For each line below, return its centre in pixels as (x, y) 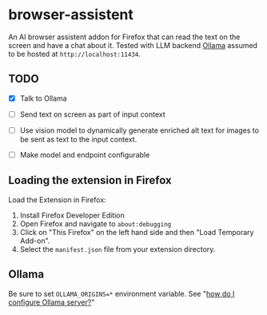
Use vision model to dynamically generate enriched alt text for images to (139, 130)
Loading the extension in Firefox (90, 180)
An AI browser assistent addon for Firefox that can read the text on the (124, 37)
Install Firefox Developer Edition (72, 215)
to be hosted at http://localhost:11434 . (75, 54)
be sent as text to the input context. (78, 139)
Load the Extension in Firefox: (57, 199)
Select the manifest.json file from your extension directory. (118, 249)
